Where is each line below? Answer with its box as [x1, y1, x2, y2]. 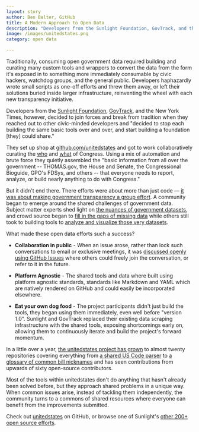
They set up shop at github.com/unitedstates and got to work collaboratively [6, 144, 193, 151]
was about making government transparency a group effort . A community [6, 194, 186, 200]
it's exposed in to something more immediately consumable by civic [6, 71, 172, 77]
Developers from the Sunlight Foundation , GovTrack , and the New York [6, 108, 179, 114]
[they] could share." [6, 133, 54, 140]
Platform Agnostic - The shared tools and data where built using [14, 272, 174, 279]
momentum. [14, 334, 44, 341]
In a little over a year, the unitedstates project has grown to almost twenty [6, 346, 185, 352]
